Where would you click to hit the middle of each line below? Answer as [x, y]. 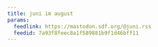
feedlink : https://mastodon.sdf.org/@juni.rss [82, 26]
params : [19, 20]
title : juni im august [40, 13]
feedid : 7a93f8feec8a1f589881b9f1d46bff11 [76, 33]
